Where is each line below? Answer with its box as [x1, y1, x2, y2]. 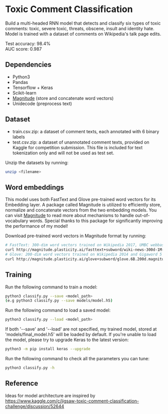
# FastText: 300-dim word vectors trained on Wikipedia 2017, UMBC [5, 243, 149, 248]
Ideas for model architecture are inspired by [5, 392, 95, 398]
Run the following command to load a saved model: [5, 307, 111, 314]
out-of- [134, 213, 150, 219]
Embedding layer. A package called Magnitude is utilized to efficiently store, [5, 202, 161, 208]
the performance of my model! [5, 223, 68, 229]
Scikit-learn [12, 89, 36, 96]
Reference [5, 379, 38, 388]
